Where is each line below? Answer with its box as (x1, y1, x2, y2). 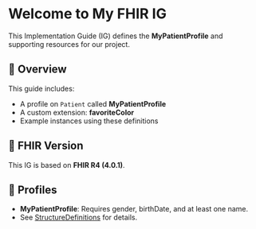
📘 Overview (8, 63, 67, 76)
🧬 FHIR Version (8, 139, 84, 153)
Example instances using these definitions (19, 116, 159, 126)
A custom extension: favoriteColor (19, 107, 134, 117)
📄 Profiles (8, 183, 57, 196)
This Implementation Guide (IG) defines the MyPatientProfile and (8, 31, 223, 41)
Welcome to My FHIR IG (8, 5, 167, 23)
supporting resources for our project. (8, 39, 130, 49)
